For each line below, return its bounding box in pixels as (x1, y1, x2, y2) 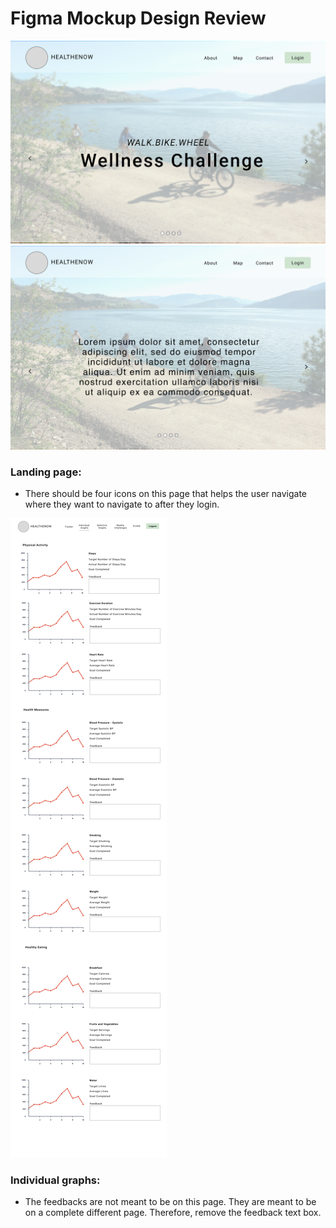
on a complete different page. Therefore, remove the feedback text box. (24, 1207, 322, 1219)
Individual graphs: (10, 1173, 101, 1187)
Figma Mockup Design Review (10, 7, 267, 30)
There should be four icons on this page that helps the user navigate (24, 487, 307, 499)
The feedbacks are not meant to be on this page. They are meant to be (24, 1196, 317, 1208)
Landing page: (10, 465, 82, 479)
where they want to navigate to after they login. (24, 498, 220, 510)
